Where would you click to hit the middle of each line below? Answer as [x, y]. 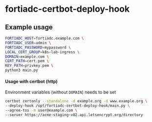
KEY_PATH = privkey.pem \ [29, 66]
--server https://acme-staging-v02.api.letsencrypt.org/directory [74, 115]
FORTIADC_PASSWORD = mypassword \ [38, 48]
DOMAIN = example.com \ [27, 57]
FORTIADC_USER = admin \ [28, 43]
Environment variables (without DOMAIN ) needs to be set [61, 92]
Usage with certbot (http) [31, 81]
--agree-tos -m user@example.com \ [41, 110]
